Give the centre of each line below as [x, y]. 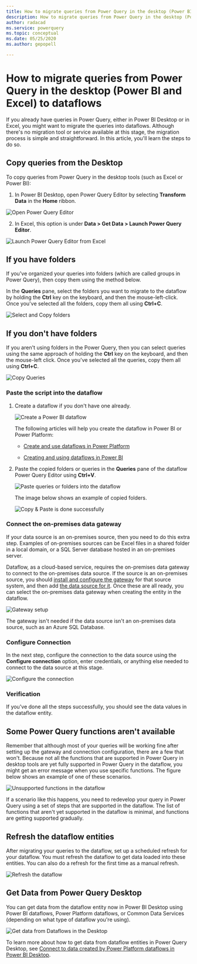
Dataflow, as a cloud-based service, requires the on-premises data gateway [98, 567]
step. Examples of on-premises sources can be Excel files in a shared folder [98, 543]
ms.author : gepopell [31, 45]
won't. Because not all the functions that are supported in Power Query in [95, 758]
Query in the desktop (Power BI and [94, 91]
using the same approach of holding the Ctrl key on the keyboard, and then [97, 354]
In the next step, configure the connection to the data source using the [91, 655]
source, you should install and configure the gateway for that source [89, 579]
